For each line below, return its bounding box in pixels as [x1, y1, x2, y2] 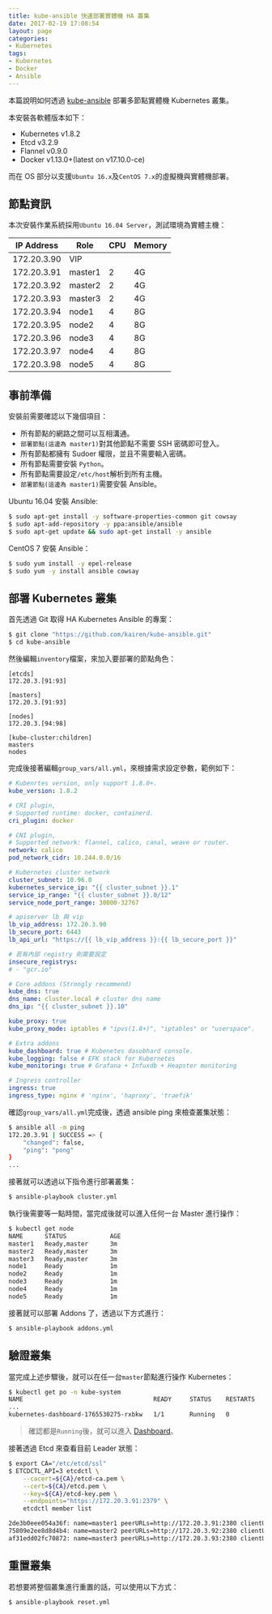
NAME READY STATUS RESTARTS [8, 1395, 255, 1403]
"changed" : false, [23, 1139, 85, 1147]
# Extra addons [8, 1039, 60, 1047]
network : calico [8, 846, 63, 854]
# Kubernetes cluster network [8, 868, 111, 877]
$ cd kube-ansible [8, 638, 70, 646]
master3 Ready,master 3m [8, 1254, 117, 1263]
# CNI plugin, [8, 831, 57, 839]
